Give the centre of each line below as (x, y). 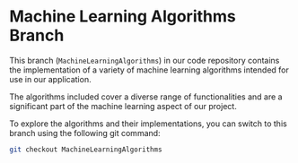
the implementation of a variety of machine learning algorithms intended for (149, 70)
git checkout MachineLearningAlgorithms (86, 150)
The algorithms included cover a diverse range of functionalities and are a (146, 97)
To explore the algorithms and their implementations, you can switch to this (148, 124)
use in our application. (50, 79)
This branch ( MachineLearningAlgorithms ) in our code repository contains (145, 60)
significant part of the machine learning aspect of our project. (123, 106)
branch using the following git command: (85, 133)
